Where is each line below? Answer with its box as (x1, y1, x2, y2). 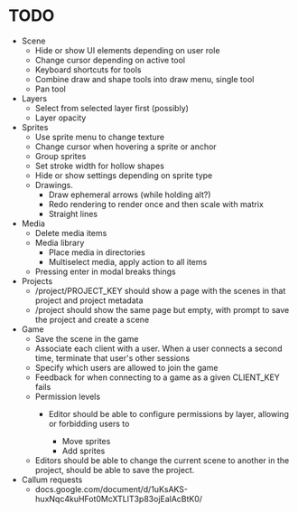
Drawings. (34, 179, 73, 190)
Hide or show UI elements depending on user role (34, 44, 220, 55)
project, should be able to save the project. (34, 464, 195, 475)
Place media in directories (48, 246, 145, 258)
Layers (21, 92, 47, 104)
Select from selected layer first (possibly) (34, 102, 189, 113)
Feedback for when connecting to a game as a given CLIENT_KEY (34, 372, 281, 383)
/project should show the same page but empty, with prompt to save (34, 304, 290, 315)
